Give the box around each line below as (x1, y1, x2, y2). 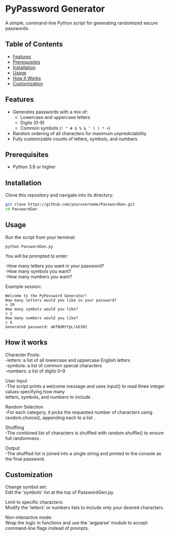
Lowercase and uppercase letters (20, 114, 90, 120)
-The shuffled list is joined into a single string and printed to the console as (5, 450, 161, 456)
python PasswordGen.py (5, 244, 53, 249)
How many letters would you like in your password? (5, 298, 117, 303)
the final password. (5, 456, 46, 462)
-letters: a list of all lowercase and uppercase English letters (5, 357, 130, 363)
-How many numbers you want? (5, 273, 73, 279)
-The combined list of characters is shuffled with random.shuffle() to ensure (5, 430, 164, 436)
